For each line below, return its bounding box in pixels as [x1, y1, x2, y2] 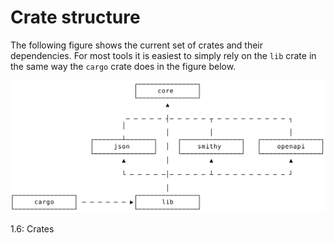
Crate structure [10, 6, 141, 29]
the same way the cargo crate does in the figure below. [10, 60, 237, 72]
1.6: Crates [10, 223, 55, 235]
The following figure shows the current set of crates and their [10, 39, 263, 51]
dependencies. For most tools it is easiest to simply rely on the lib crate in [10, 49, 317, 61]
